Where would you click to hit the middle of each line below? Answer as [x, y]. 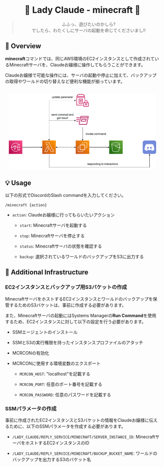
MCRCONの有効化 [31, 353]
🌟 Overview [23, 46]
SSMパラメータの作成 [31, 409]
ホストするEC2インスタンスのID [57, 443]
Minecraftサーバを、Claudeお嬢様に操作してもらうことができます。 [77, 65]
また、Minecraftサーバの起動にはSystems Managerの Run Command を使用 [81, 315]
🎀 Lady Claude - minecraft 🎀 [82, 10]
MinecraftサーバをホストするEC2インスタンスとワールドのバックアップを [79, 299]
